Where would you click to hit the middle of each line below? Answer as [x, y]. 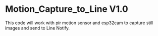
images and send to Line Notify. [38, 28]
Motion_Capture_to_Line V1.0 [67, 9]
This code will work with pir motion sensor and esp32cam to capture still [79, 23]
